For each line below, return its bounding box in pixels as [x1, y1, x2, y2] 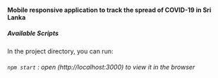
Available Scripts [7, 29, 59, 38]
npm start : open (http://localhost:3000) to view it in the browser [7, 63, 195, 72]
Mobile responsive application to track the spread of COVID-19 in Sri [7, 6, 212, 14]
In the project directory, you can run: [7, 46, 114, 56]
